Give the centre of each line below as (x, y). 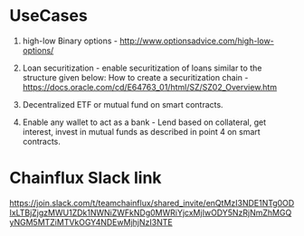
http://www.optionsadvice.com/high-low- (196, 41)
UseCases (48, 16)
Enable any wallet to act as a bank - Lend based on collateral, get (144, 122)
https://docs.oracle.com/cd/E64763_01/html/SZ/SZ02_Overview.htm (150, 87)
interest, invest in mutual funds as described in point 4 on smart (141, 131)
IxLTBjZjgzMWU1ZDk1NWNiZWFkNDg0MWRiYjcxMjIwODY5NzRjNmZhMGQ (151, 212)
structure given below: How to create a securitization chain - (135, 77)
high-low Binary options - (70, 41)
